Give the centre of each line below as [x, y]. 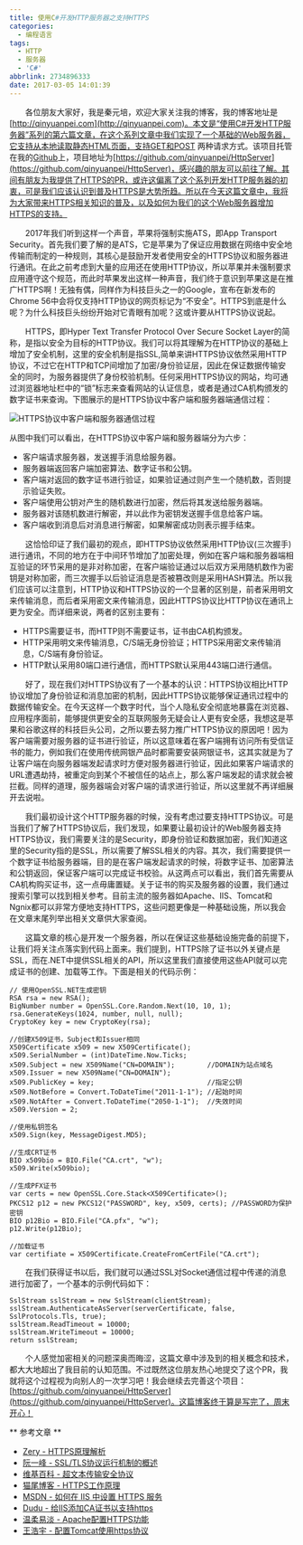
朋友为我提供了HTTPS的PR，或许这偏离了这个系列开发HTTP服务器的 [152, 180]
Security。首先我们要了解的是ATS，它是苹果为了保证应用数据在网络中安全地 [151, 244]
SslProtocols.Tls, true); [58, 1316]
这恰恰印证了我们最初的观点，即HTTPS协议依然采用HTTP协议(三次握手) [159, 544]
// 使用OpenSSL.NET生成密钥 [58, 990]
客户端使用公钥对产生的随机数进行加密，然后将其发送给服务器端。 [145, 502]
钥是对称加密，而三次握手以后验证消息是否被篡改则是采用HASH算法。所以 [147, 578]
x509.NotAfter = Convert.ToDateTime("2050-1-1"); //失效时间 [126, 1101]
